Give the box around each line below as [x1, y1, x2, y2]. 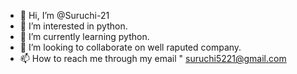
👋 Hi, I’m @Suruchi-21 [19, 10, 110, 21]
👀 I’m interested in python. [19, 20, 128, 32]
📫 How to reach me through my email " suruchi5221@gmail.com [19, 53, 287, 64]
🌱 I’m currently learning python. [19, 31, 150, 42]
